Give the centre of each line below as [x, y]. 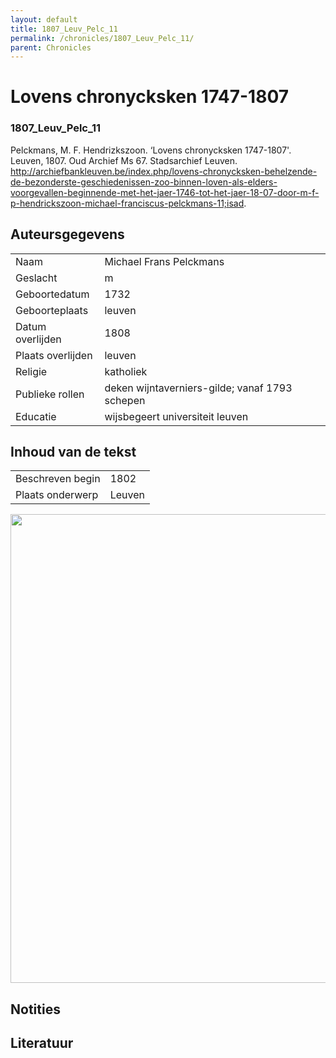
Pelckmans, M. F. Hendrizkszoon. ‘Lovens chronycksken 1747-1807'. [151, 150]
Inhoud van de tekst [73, 451]
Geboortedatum [52, 294]
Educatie [36, 416]
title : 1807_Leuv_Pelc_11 [64, 29]
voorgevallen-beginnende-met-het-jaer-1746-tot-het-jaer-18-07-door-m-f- [165, 192]
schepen [125, 400]
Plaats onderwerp [57, 495]
